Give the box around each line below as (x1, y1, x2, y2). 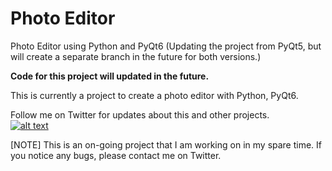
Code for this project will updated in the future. (10, 70, 210, 82)
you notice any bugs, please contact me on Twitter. (10, 149, 222, 161)
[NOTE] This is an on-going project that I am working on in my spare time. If (10, 138, 323, 151)
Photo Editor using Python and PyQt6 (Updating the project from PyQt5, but (10, 40, 322, 52)
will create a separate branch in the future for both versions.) (10, 50, 262, 62)
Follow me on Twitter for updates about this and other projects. (10, 108, 270, 121)
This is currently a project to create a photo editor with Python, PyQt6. (10, 89, 299, 101)
